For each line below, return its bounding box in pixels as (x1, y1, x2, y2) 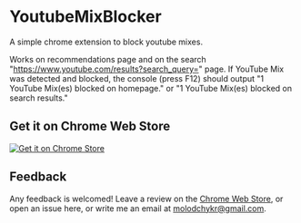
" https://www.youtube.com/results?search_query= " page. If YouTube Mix (9, 63, 285, 74)
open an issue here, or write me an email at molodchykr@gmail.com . (9, 202, 266, 214)
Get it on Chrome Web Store (9, 119, 171, 134)
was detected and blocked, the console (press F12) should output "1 (9, 73, 265, 83)
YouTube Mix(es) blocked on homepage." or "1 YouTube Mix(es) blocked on (9, 82, 293, 93)
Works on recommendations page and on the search (9, 53, 206, 64)
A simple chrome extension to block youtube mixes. (9, 36, 203, 47)
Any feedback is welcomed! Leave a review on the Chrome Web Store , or (9, 193, 284, 204)
